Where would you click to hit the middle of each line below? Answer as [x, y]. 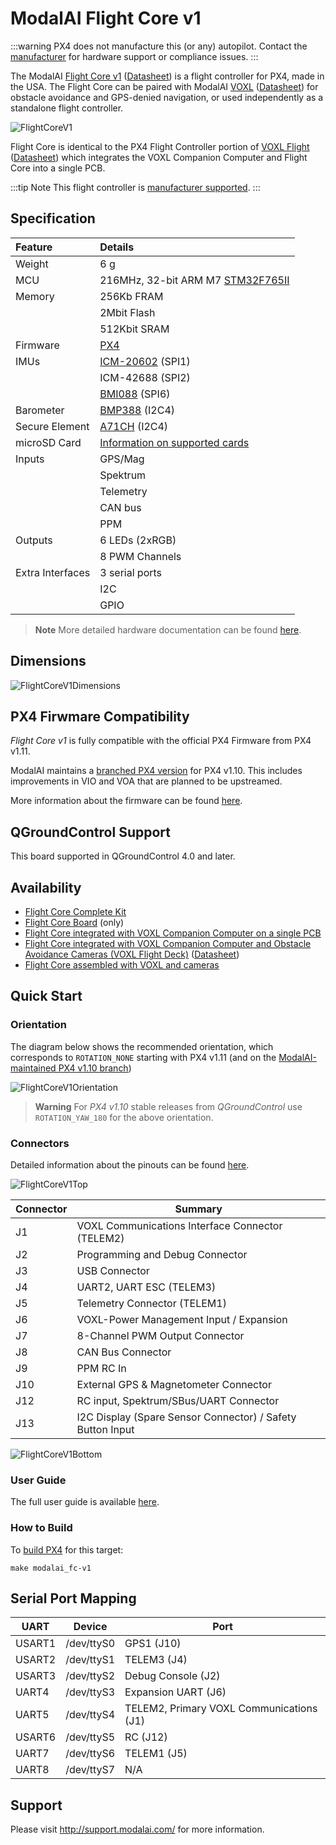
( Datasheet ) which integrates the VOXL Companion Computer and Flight [159, 157]
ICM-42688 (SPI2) [145, 377]
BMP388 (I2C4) [137, 410]
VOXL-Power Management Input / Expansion [182, 1319]
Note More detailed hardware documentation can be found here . [168, 629]
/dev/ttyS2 [90, 1676]
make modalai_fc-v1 [51, 1568]
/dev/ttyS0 [90, 1644]
